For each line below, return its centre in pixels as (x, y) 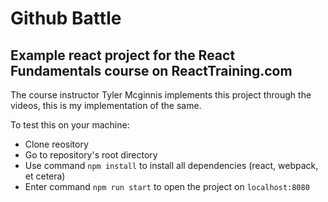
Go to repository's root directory (91, 155)
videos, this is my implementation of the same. (106, 105)
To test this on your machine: (70, 125)
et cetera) (45, 176)
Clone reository (56, 144)
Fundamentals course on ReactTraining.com (151, 70)
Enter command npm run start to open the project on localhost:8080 (167, 186)
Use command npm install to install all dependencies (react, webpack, (171, 165)
